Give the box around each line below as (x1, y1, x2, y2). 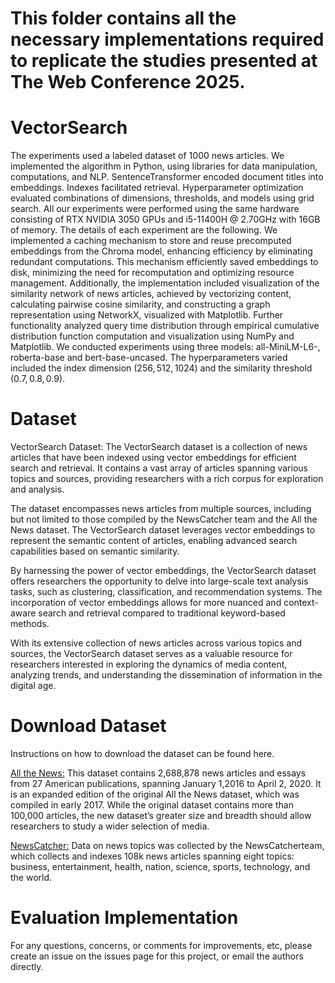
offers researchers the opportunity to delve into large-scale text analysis (10, 575, 309, 587)
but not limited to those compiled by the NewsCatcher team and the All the (10, 513, 318, 526)
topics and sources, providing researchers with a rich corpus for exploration (10, 473, 324, 485)
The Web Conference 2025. (10, 71, 246, 94)
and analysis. (10, 483, 65, 496)
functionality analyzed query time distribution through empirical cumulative (10, 320, 320, 332)
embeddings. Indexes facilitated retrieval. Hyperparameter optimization (10, 182, 304, 194)
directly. (10, 960, 44, 972)
